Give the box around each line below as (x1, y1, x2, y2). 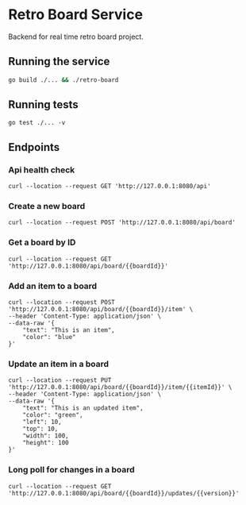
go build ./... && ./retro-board (8, 75, 119, 84)
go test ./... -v (8, 119, 66, 127)
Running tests (8, 98, 79, 112)
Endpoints (8, 141, 60, 154)
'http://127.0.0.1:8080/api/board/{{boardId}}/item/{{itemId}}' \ (8, 384, 233, 391)
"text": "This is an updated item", (22, 404, 144, 412)
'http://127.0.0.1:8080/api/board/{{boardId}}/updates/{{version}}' (8, 489, 240, 497)
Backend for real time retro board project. (8, 32, 144, 41)
